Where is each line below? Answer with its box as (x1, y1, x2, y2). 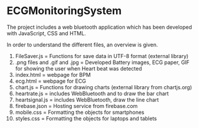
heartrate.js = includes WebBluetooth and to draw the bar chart (15, 90, 169, 97)
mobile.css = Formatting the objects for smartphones (15, 109, 145, 116)
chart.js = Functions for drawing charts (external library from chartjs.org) (15, 83, 192, 90)
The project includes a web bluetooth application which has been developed (6, 23, 192, 31)
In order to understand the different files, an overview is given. (6, 41, 159, 48)
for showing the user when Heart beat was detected (15, 65, 142, 72)
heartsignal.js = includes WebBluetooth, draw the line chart (15, 96, 159, 103)
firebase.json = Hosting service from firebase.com (15, 102, 138, 109)
